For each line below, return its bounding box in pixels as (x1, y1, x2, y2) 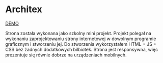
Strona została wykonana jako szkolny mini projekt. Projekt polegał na (5, 30, 152, 36)
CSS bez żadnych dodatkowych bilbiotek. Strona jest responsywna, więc (5, 46, 158, 52)
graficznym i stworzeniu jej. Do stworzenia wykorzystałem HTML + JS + (5, 41, 157, 47)
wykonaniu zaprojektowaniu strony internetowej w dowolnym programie (5, 36, 156, 42)
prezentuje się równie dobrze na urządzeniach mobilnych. (5, 52, 127, 58)
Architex (5, 4, 42, 15)
